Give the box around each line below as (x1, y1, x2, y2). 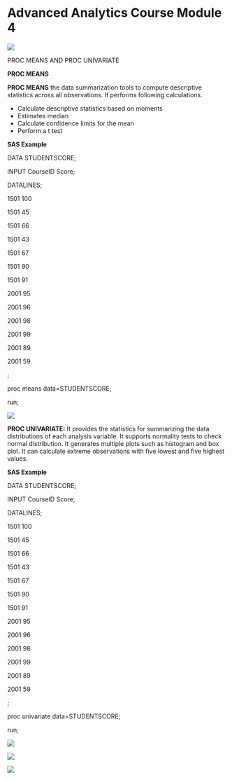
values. (7, 454, 28, 463)
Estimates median (17, 111, 69, 120)
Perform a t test (17, 126, 63, 134)
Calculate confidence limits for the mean (17, 119, 134, 127)
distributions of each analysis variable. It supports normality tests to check (7, 432, 222, 440)
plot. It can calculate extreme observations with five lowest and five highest (7, 447, 225, 455)
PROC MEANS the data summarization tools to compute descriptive (7, 83, 203, 92)
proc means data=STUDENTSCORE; (7, 384, 112, 393)
